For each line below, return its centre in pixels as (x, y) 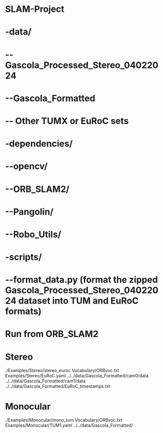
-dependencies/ (39, 144)
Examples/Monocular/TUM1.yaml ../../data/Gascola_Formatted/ (69, 426)
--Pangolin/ (29, 212)
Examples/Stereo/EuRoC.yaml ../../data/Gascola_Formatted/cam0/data (77, 376)
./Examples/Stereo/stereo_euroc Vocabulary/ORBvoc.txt (62, 371)
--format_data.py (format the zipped (81, 280)
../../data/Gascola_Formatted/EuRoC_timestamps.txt (58, 386)
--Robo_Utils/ (33, 234)
